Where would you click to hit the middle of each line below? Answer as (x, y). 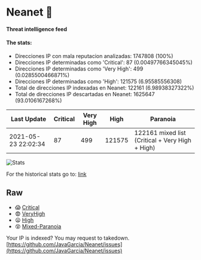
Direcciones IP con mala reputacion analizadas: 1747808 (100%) (94, 56)
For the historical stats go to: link (46, 174)
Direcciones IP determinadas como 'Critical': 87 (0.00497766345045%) (103, 62)
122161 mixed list (160, 133)
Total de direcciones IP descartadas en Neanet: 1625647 (85, 94)
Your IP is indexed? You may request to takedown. (68, 238)
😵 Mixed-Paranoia (38, 226)
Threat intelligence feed (37, 29)
